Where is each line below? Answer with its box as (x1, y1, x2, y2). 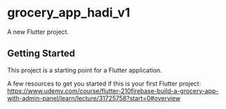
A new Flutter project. (7, 28, 69, 36)
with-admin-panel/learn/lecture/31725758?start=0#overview (7, 94, 181, 102)
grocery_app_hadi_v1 (7, 5, 130, 21)
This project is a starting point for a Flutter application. (7, 66, 162, 74)
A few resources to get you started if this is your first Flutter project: (7, 79, 201, 88)
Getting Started (7, 48, 76, 59)
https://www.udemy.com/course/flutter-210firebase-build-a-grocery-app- (7, 86, 219, 95)
